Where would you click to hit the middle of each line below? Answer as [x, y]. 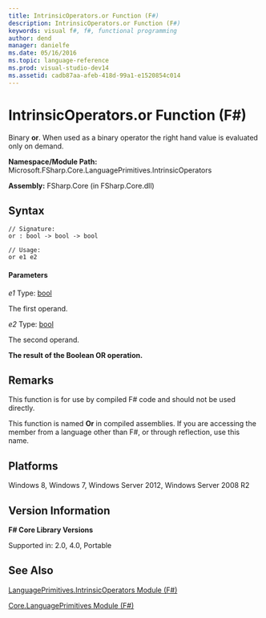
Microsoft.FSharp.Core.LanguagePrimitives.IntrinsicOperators [110, 170]
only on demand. [36, 146]
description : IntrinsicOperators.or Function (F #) [95, 23]
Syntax [26, 211]
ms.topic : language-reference [59, 61]
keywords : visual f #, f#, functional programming [93, 30]
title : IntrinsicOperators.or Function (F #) [84, 16]
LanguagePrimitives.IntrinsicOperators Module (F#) [93, 590]
